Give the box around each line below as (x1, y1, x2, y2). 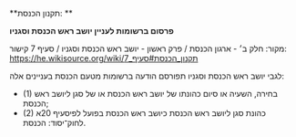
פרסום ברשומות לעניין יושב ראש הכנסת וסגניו (9, 26, 175, 36)
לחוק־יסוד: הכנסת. (22, 118, 87, 128)
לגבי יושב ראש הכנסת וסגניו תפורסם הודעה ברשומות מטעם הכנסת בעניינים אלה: (9, 70, 285, 81)
